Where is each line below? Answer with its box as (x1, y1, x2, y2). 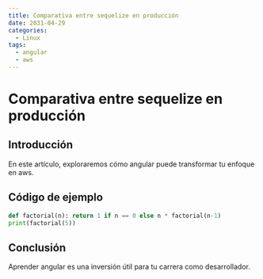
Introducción (8, 138, 74, 151)
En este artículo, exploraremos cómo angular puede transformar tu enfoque (8, 159, 255, 169)
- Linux (15, 33, 41, 42)
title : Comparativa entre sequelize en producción (8, 11, 179, 20)
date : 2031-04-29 (8, 19, 66, 27)
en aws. (8, 167, 34, 177)
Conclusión (8, 241, 67, 254)
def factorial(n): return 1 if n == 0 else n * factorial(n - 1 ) (8, 212, 222, 220)
